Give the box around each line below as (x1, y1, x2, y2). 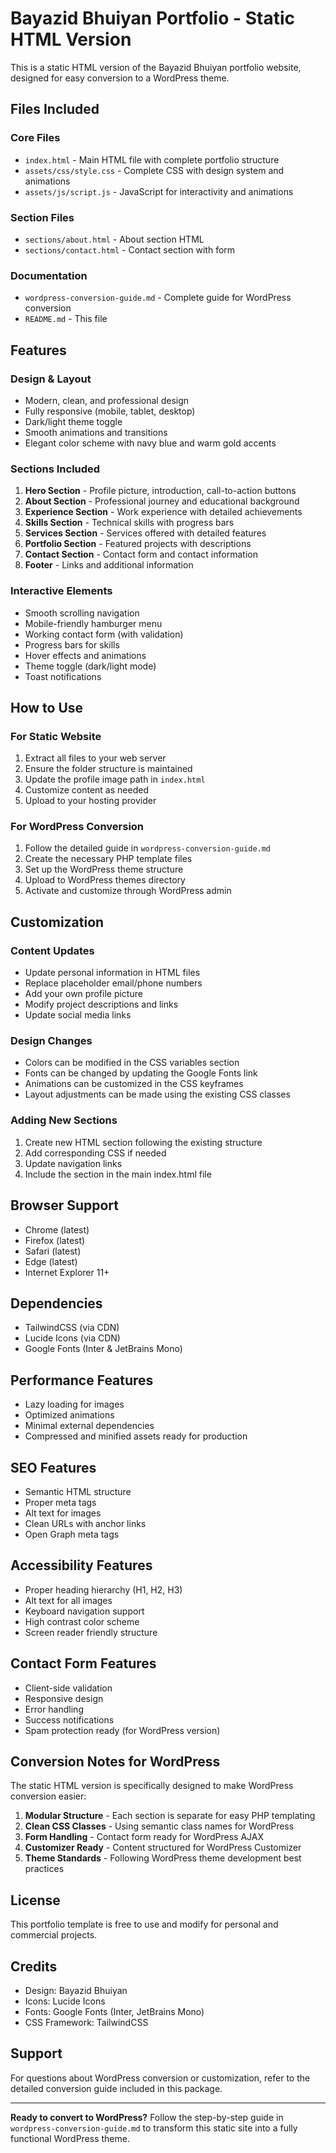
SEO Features (10, 1459, 97, 1476)
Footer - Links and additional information (24, 559, 194, 571)
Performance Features (10, 1372, 154, 1389)
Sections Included (10, 462, 101, 476)
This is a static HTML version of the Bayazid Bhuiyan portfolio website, (10, 61, 302, 73)
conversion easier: (10, 1790, 87, 1802)
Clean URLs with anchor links (24, 1518, 147, 1530)
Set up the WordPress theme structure (24, 863, 184, 876)
